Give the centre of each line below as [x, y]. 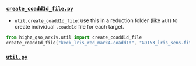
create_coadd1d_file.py [40, 8]
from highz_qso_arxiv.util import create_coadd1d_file [74, 37]
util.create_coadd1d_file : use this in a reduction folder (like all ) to [96, 20]
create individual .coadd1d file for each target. [69, 27]
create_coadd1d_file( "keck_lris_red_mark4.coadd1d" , [71, 43]
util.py [17, 57]
